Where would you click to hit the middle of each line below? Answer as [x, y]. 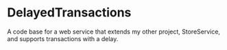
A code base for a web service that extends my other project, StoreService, [114, 32]
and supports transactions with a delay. [63, 38]
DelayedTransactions [69, 13]
